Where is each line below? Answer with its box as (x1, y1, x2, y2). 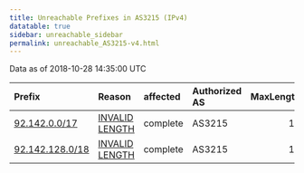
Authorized (192, 85, 242, 98)
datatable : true (9, 22, 71, 31)
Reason (98, 91, 131, 103)
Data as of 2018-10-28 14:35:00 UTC (9, 63, 147, 74)
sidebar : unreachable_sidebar (9, 30, 124, 39)
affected (143, 91, 181, 103)
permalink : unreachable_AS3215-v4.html (9, 38, 160, 48)
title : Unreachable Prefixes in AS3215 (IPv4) (9, 13, 188, 23)
